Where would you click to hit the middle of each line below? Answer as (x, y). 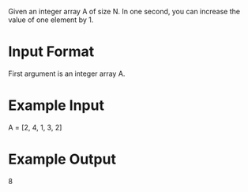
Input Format (51, 52)
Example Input (56, 105)
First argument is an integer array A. (67, 73)
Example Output (62, 159)
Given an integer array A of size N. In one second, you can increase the (124, 11)
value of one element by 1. (51, 20)
